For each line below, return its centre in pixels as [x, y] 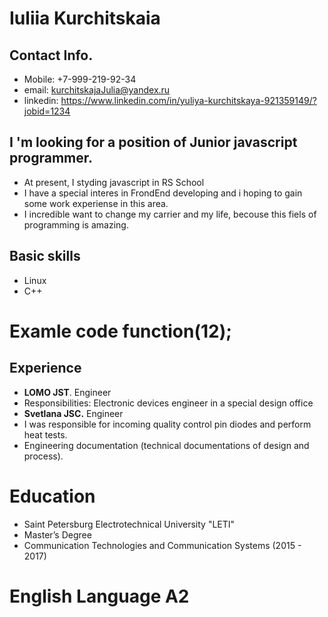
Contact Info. [51, 55]
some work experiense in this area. [96, 203]
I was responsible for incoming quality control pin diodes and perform [167, 424]
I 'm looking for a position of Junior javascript [153, 142]
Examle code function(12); [120, 331]
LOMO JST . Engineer [67, 392]
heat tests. [45, 434]
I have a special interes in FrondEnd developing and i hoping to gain [163, 193]
